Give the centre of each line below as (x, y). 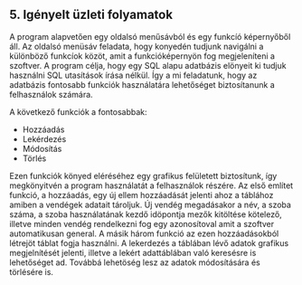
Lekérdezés (44, 138)
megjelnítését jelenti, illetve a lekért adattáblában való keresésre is (133, 252)
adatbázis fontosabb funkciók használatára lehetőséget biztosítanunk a (142, 84)
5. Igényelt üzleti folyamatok (91, 15)
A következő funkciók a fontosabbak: (78, 111)
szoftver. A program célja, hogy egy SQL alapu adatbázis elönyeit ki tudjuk (148, 65)
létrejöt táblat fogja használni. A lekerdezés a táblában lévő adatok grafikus (149, 242)
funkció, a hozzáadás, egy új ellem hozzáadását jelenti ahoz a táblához (142, 195)
